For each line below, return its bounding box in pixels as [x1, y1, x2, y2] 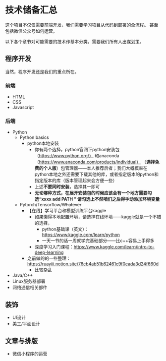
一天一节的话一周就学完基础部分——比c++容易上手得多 [42, 238, 155, 243]
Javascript [12, 105, 34, 111]
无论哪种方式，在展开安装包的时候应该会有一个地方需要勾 [34, 190, 152, 196]
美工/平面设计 [12, 321, 41, 327]
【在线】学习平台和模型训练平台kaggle [27, 208, 107, 214]
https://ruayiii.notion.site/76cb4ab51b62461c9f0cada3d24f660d [27, 261, 159, 267]
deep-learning [34, 249, 64, 255]
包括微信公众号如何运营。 [5, 28, 57, 34]
